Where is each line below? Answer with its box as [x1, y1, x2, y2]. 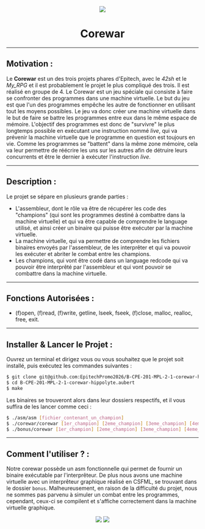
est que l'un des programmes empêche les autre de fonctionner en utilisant [6, 101, 196, 108]
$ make [6, 385, 23, 391]
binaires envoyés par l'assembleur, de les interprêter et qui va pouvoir [15, 244, 191, 251]
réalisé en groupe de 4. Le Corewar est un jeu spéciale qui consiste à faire [6, 88, 193, 95]
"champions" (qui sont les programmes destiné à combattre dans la [15, 211, 185, 219]
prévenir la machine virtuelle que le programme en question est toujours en [6, 133, 195, 141]
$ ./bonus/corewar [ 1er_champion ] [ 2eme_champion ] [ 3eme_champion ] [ [6, 426, 187, 432]
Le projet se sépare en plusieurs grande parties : [6, 193, 129, 200]
